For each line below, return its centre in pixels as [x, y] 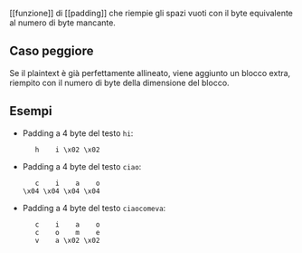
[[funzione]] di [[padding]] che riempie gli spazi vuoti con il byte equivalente [151, 13]
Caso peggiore [52, 51]
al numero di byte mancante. [62, 23]
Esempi [31, 111]
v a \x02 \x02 [67, 240]
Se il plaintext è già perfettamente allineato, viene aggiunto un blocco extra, [150, 73]
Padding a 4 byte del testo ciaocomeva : [94, 208]
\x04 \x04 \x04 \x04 [61, 191]
